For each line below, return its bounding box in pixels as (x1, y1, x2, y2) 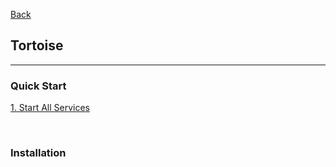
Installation (10, 146, 67, 160)
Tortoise (10, 37, 64, 54)
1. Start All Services (10, 102, 90, 114)
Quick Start (10, 79, 67, 93)
